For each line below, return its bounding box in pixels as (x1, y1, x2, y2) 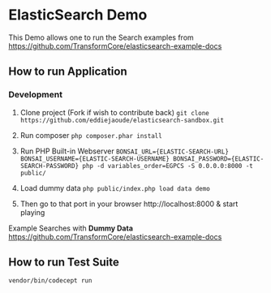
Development (8, 89, 63, 101)
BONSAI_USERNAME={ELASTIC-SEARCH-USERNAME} (19, 154, 170, 163)
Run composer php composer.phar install (19, 130, 162, 140)
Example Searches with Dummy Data (8, 223, 134, 233)
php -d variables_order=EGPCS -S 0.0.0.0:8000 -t (82, 162, 253, 170)
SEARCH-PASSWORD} (19, 162, 80, 170)
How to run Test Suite (8, 256, 119, 269)
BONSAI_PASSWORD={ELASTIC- (173, 154, 265, 163)
